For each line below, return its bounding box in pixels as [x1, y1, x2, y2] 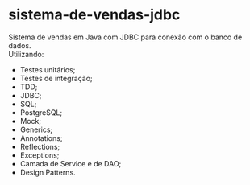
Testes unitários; [19, 64, 76, 74]
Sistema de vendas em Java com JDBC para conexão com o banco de [8, 32, 243, 42]
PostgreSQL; [19, 107, 63, 117]
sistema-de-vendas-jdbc [8, 6, 181, 24]
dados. [8, 40, 31, 50]
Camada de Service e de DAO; [19, 158, 122, 168]
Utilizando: [8, 49, 44, 59]
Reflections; [19, 142, 60, 151]
